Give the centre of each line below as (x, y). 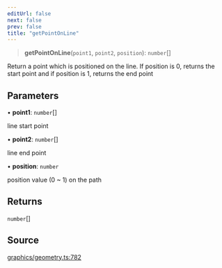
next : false (24, 20)
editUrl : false (29, 14)
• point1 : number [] (32, 113)
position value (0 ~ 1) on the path (55, 180)
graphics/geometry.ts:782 (45, 257)
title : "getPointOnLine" (43, 33)
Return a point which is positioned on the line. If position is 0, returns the (111, 66)
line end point (27, 153)
